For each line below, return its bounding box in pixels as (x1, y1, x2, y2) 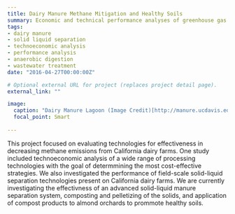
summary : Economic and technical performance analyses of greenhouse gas (7, 17, 227, 24)
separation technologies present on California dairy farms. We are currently (7, 176, 225, 185)
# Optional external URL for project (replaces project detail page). (7, 81, 218, 88)
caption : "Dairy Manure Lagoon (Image (13, 107, 127, 114)
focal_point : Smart (13, 113, 71, 121)
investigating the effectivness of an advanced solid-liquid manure (7, 183, 197, 192)
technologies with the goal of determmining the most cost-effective (7, 162, 201, 170)
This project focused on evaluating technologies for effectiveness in (7, 139, 204, 148)
